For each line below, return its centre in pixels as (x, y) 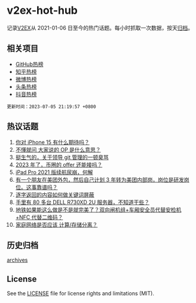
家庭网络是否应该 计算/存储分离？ (56, 224)
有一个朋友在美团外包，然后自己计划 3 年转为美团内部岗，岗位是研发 (100, 179)
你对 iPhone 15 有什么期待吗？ (53, 142)
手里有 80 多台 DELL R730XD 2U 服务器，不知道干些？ (82, 202)
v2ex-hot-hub (42, 10)
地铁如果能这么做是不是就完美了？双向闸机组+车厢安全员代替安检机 (98, 209)
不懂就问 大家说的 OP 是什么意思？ (58, 149)
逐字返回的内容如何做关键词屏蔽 (55, 194)
